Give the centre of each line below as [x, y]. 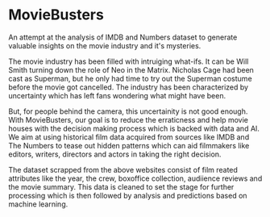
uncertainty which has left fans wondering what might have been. [117, 95]
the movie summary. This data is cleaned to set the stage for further [121, 186]
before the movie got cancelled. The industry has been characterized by [128, 87]
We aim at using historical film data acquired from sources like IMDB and [129, 137]
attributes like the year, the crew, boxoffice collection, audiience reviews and [135, 178]
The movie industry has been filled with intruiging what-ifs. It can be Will [129, 61]
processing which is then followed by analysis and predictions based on [128, 195]
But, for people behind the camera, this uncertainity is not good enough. [128, 111]
